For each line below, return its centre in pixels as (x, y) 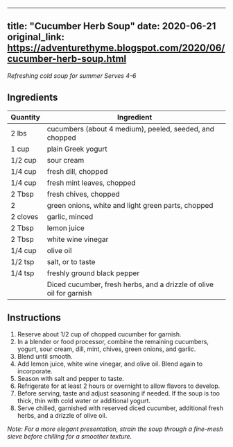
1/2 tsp (23, 261)
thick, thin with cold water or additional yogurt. (84, 401)
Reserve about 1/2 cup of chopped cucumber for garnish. (99, 334)
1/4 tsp (23, 273)
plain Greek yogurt (77, 149)
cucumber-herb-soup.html (67, 59)
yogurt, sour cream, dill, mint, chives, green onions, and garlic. (106, 349)
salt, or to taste (71, 261)
